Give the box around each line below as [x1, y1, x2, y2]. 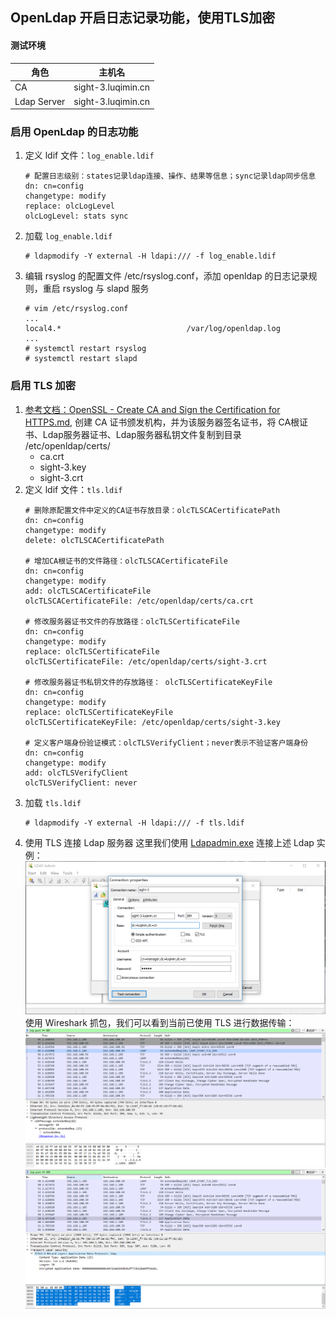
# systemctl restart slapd [24, 354, 138, 364]
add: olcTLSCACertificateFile [24, 586, 152, 596]
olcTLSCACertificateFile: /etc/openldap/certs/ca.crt [24, 596, 254, 606]
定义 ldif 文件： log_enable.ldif [24, 149, 155, 162]
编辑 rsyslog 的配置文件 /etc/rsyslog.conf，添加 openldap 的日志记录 [24, 270, 309, 282]
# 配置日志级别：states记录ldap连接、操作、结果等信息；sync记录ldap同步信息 [24, 171, 317, 182]
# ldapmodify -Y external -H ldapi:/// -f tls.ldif [24, 818, 245, 828]
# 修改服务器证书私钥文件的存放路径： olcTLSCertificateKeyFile [24, 677, 273, 687]
